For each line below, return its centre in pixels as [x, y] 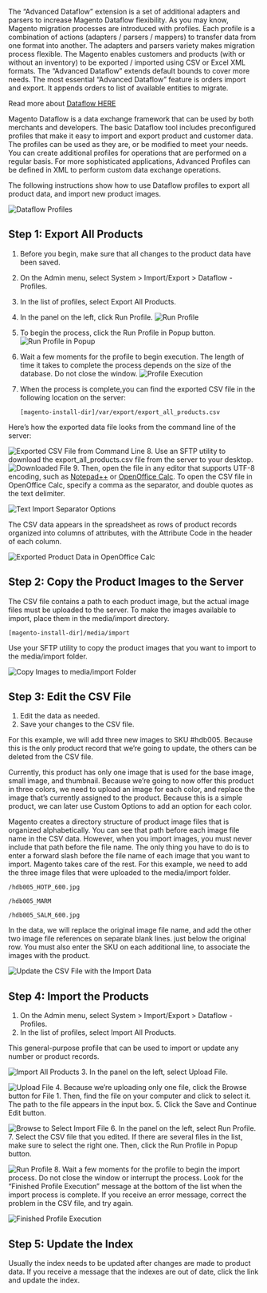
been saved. [40, 262]
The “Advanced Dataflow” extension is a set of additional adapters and [124, 12]
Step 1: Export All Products [76, 235]
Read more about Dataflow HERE [62, 103]
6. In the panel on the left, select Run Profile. [183, 1128]
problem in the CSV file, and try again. [71, 1203]
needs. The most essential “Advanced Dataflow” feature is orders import [127, 80]
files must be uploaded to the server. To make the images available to [122, 610]
